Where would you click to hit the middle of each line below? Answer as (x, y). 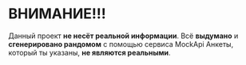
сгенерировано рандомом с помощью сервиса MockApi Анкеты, (121, 44)
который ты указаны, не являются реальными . (89, 52)
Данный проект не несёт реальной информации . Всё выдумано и (123, 36)
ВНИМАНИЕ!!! (57, 14)
